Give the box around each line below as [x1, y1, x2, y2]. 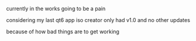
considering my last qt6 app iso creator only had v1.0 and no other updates [6, 17, 191, 23]
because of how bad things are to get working [6, 28, 120, 35]
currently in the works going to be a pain [6, 5, 106, 12]
